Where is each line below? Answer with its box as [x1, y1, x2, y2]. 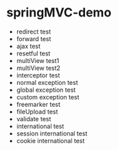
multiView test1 [16, 56, 60, 64]
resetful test [16, 49, 51, 58]
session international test [16, 129, 88, 138]
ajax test [16, 42, 41, 50]
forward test [16, 34, 51, 42]
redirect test [16, 27, 51, 36]
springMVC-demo [6, 5, 112, 21]
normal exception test [16, 78, 78, 86]
